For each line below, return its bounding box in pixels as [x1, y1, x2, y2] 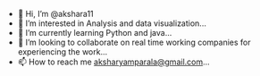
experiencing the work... [17, 46, 108, 57]
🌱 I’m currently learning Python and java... [17, 28, 172, 38]
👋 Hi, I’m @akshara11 [17, 9, 94, 19]
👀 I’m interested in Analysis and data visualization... [17, 18, 207, 29]
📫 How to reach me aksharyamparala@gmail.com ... [17, 56, 210, 67]
